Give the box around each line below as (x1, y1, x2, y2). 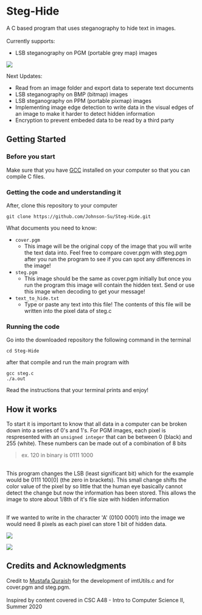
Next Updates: (6, 72, 43, 80)
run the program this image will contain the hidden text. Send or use (24, 281, 195, 289)
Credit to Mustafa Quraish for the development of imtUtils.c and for (6, 577, 175, 584)
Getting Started (6, 134, 66, 144)
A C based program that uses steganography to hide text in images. (6, 24, 176, 32)
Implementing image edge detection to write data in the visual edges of (15, 104, 194, 111)
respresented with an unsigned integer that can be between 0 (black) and (6, 434, 193, 441)
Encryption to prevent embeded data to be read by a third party (15, 116, 175, 124)
